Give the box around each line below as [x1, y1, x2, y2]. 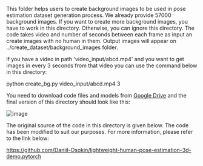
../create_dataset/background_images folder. [6, 44, 118, 51]
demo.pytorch [6, 153, 41, 160]
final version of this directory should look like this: [6, 98, 130, 105]
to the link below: [6, 134, 50, 142]
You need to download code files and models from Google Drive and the [6, 92, 187, 99]
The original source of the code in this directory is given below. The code [6, 122, 189, 129]
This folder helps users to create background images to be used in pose [6, 5, 186, 12]
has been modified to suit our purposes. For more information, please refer [6, 128, 193, 135]
